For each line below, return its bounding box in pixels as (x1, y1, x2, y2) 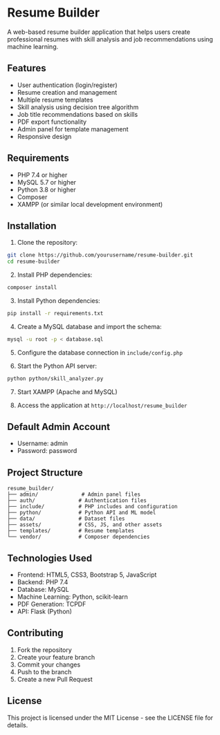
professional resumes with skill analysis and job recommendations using (7, 35, 213, 43)
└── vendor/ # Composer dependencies (7, 534, 150, 541)
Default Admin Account (7, 421, 111, 433)
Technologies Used (7, 552, 92, 564)
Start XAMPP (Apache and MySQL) (17, 387, 118, 396)
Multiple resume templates (17, 95, 93, 104)
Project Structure (7, 467, 83, 478)
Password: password (17, 447, 77, 455)
